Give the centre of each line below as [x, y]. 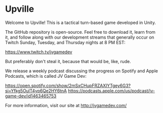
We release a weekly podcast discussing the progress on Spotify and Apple [81, 71]
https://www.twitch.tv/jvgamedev [39, 52]
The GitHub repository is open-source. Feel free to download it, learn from [80, 32]
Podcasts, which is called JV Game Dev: [46, 76]
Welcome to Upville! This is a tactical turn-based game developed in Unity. [81, 23]
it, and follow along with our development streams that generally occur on [80, 37]
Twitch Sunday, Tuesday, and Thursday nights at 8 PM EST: [65, 42]
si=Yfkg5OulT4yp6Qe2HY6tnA [36, 90]
